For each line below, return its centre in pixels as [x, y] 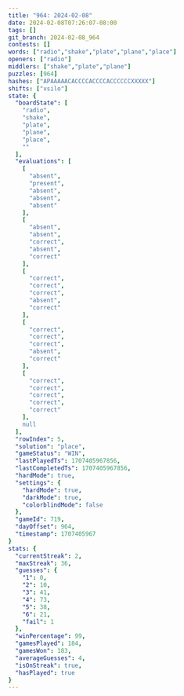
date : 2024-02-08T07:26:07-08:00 [63, 23]
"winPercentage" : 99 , [51, 636]
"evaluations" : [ [43, 162]
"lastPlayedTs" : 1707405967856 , [68, 461]
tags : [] [22, 30]
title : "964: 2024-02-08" [50, 15]
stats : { [22, 548]
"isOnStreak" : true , [49, 665]
